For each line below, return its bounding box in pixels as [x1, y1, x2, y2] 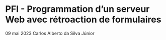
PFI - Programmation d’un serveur [5, 3, 150, 15]
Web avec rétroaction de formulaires [5, 14, 161, 25]
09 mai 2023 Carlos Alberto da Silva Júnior [5, 30, 95, 36]
